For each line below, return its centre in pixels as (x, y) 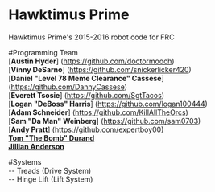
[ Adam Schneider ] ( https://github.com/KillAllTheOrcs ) (99, 112)
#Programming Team (43, 52)
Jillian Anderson (36, 146)
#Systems (25, 161)
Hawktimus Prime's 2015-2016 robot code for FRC (91, 37)
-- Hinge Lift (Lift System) (51, 179)
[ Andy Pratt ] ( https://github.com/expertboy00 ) (86, 129)
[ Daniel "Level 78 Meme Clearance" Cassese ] (87, 78)
